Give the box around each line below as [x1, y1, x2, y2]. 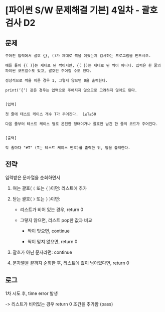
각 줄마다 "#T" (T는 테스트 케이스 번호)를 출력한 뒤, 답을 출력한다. [5, 145, 130, 150]
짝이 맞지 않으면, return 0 [27, 238, 78, 244]
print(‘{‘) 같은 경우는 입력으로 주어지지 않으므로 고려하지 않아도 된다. [5, 88, 137, 93]
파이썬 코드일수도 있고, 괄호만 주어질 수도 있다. [5, 68, 92, 73]
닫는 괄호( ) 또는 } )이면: [12, 195, 61, 201]
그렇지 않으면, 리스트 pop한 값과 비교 [20, 217, 93, 223]
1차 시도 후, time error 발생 [5, 290, 58, 296]
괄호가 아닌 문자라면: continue [12, 249, 72, 255]
